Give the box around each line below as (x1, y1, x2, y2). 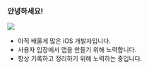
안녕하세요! (7, 6, 44, 15)
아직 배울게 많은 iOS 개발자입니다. (17, 37, 112, 45)
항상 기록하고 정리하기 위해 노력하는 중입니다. (17, 54, 143, 63)
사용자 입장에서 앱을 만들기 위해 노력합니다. (17, 46, 137, 54)
